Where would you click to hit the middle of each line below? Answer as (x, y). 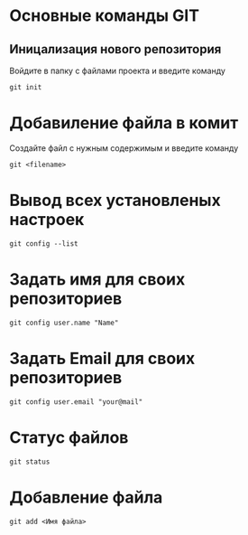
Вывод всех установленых (115, 201)
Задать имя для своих (97, 280)
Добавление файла (86, 497)
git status (30, 462)
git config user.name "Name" (64, 323)
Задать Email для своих (102, 359)
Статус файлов (69, 437)
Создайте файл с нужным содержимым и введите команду (124, 148)
